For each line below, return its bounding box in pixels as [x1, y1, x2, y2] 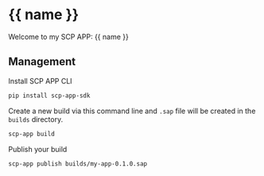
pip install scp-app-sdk [8, 92, 91, 100]
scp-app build [8, 130, 56, 138]
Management [8, 55, 76, 68]
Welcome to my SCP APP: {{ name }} [8, 32, 129, 41]
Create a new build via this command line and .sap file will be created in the [8, 106, 256, 115]
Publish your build [8, 144, 68, 154]
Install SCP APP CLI [8, 76, 73, 85]
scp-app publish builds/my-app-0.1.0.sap [8, 159, 148, 168]
